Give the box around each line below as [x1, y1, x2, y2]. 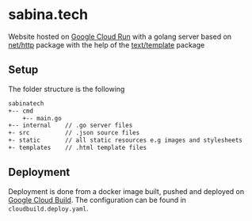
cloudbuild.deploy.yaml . [8, 204, 89, 213]
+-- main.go [22, 114, 62, 122]
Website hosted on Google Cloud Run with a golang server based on [8, 32, 232, 41]
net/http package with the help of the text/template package [8, 40, 205, 49]
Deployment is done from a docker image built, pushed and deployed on [8, 186, 244, 196]
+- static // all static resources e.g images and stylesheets [8, 136, 243, 144]
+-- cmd [8, 107, 34, 115]
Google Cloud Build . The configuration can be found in [8, 195, 186, 204]
